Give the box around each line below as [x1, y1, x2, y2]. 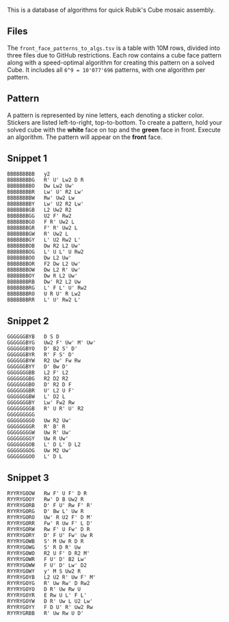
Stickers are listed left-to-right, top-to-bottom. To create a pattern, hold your [7, 118, 223, 126]
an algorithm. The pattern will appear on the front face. [7, 133, 163, 141]
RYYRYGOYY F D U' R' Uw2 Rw [7, 604, 94, 611]
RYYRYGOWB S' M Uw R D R [7, 538, 84, 545]
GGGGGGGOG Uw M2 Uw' [7, 447, 72, 454]
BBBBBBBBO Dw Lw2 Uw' [7, 183, 75, 190]
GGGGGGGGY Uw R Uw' [7, 435, 69, 443]
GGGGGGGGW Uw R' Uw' [7, 430, 72, 436]
